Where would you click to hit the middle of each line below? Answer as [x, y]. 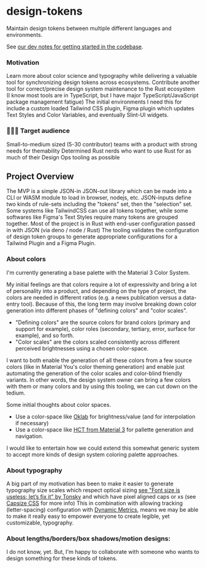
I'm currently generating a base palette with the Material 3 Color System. [98, 272]
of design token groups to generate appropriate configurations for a [92, 237]
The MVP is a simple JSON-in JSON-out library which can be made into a [99, 191]
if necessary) [32, 423]
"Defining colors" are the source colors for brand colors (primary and [103, 322]
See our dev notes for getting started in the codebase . [75, 47]
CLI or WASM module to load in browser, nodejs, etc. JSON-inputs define [99, 198]
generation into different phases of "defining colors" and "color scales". [97, 310]
